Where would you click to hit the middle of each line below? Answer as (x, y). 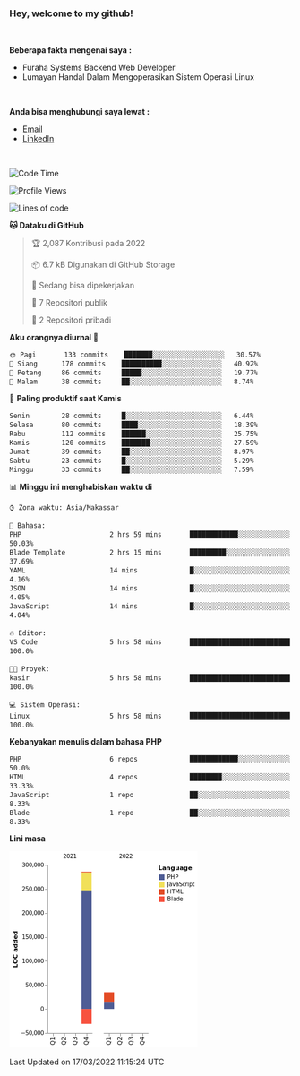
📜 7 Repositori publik (69, 303)
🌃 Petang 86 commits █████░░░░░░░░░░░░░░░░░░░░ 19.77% (133, 373)
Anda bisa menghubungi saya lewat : (80, 112)
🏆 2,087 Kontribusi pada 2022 (88, 244)
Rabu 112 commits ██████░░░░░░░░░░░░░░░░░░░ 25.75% (133, 434)
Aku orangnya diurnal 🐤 (54, 338)
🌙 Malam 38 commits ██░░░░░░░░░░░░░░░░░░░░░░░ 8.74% (132, 382)
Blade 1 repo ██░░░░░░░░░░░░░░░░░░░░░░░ (150, 813)
